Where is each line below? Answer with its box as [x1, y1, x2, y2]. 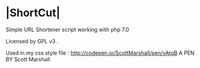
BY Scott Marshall [5, 55, 51, 63]
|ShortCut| [5, 6, 61, 20]
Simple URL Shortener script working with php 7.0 [5, 26, 130, 33]
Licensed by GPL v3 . [5, 37, 58, 45]
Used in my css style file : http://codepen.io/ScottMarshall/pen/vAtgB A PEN [5, 49, 195, 57]
